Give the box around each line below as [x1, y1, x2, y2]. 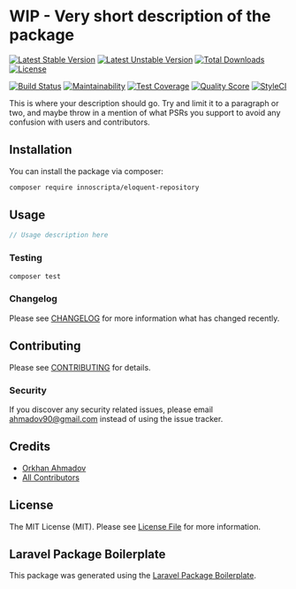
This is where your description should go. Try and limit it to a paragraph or [9, 97, 280, 108]
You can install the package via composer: [9, 165, 163, 176]
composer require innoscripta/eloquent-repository [9, 183, 200, 192]
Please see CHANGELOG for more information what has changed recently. [9, 312, 280, 324]
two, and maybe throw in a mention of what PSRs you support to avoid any [9, 107, 281, 118]
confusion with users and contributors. [9, 117, 150, 127]
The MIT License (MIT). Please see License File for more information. [9, 521, 261, 532]
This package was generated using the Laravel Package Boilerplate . [9, 570, 257, 581]
